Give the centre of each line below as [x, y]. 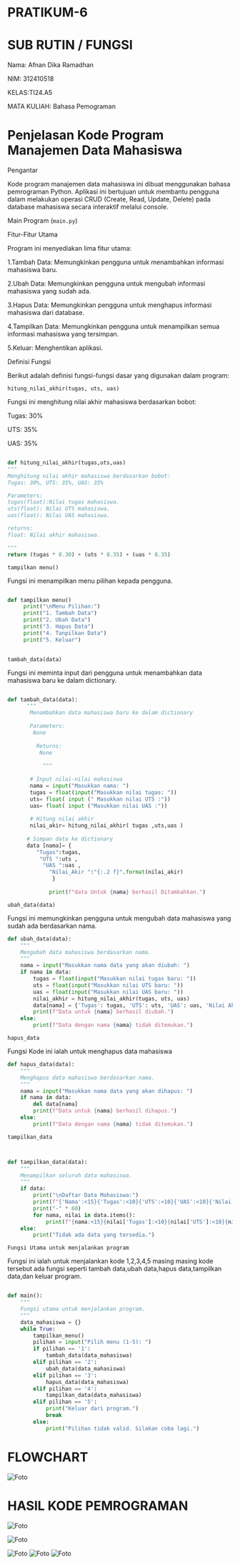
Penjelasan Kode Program [86, 135]
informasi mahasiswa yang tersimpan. [63, 334]
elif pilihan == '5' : [65, 1402]
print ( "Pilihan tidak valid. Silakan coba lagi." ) [122, 1428]
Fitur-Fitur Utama [33, 235]
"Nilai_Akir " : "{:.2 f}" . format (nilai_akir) [116, 872]
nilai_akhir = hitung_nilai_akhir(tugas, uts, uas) [112, 998]
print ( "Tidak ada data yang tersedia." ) [94, 1235]
